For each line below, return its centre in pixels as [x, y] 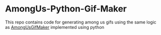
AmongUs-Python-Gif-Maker [66, 9]
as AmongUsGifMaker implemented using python [55, 27]
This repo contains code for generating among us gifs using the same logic [81, 22]
